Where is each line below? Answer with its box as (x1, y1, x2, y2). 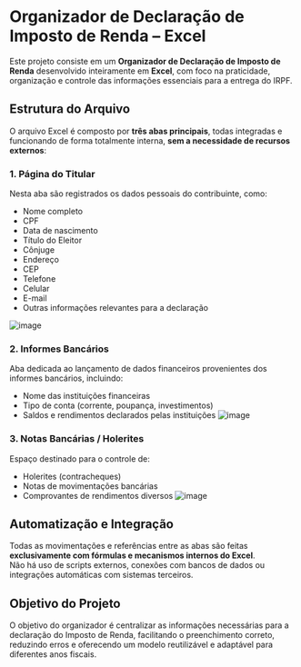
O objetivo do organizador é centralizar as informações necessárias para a (9, 620, 289, 631)
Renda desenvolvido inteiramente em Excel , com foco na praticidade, (9, 65, 271, 76)
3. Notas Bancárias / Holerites (9, 433, 145, 445)
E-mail (22, 293, 47, 304)
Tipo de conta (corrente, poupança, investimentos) (22, 400, 214, 411)
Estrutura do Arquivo (9, 102, 130, 117)
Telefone (22, 274, 56, 284)
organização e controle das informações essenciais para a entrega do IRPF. (9, 75, 293, 85)
